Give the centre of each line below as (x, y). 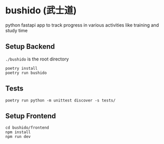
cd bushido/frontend (27, 128)
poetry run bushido (26, 73)
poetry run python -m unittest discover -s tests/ (60, 100)
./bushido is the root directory (37, 59)
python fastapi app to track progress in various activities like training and (82, 25)
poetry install (22, 68)
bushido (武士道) (41, 11)
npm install (18, 132)
